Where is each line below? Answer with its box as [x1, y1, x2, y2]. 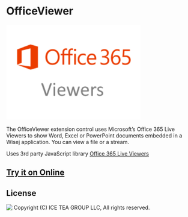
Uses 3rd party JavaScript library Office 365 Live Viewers [6, 149, 149, 157]
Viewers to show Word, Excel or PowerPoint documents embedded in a [6, 131, 183, 139]
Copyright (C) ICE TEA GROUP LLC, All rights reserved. [13, 204, 150, 212]
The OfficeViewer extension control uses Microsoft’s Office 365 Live [6, 125, 175, 133]
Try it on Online [6, 168, 65, 178]
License [6, 188, 37, 198]
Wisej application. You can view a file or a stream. [6, 138, 129, 145]
